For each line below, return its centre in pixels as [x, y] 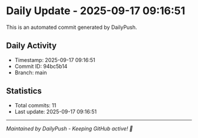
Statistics [24, 91]
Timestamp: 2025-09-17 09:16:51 [55, 60]
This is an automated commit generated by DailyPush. [72, 27]
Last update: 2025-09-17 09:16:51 [56, 111]
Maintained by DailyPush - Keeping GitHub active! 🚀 [70, 129]
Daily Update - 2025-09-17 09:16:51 [96, 11]
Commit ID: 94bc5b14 [41, 66]
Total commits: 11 [35, 105]
